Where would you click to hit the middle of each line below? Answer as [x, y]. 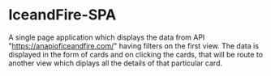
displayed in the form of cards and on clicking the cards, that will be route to [136, 54]
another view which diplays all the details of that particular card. [116, 63]
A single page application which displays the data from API [107, 37]
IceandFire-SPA [62, 15]
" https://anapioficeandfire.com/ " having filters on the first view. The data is [134, 45]
